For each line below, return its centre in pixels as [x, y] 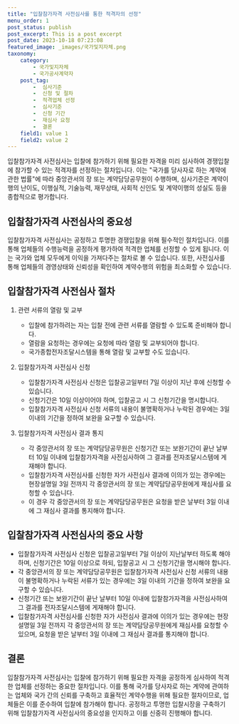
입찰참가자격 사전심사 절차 [61, 291]
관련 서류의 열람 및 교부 [50, 310]
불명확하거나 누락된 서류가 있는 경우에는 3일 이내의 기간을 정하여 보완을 [124, 580]
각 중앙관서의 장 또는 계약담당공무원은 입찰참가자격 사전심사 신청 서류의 [116, 571]
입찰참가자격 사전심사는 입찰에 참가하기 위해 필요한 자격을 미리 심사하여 [106, 161]
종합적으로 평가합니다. [38, 197]
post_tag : [35, 80]
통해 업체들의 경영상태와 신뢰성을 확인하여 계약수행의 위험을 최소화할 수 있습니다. [119, 267]
